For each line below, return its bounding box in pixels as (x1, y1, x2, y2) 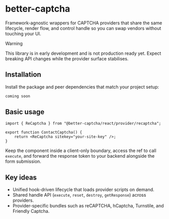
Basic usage (5, 107, 44, 117)
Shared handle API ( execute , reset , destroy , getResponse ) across (12, 192, 146, 198)
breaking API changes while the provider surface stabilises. (5, 55, 129, 61)
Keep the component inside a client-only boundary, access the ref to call (5, 148, 156, 154)
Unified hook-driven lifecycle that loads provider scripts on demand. (12, 187, 155, 193)
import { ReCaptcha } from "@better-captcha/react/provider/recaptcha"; (5, 121, 161, 126)
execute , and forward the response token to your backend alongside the (5, 153, 155, 159)
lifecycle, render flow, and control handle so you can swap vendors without (5, 25, 161, 31)
